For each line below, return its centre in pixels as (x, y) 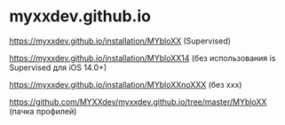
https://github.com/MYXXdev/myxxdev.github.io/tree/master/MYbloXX (138, 102)
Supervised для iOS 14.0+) (58, 67)
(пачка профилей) (43, 111)
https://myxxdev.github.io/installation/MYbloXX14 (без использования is (142, 58)
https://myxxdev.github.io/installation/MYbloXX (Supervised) (120, 41)
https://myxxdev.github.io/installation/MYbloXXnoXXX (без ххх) (126, 84)
